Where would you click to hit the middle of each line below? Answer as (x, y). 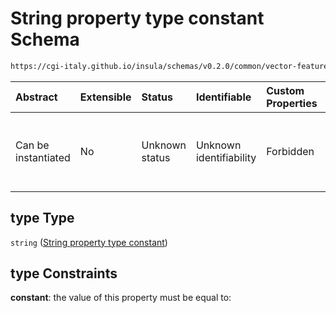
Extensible (105, 97)
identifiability (226, 157)
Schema (45, 39)
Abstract (36, 97)
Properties (292, 103)
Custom (285, 90)
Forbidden (290, 151)
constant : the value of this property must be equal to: (121, 298)
